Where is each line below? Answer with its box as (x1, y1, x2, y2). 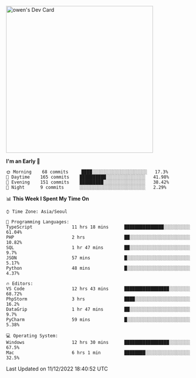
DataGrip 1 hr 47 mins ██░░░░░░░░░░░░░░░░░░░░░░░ (6, 306, 191, 312)
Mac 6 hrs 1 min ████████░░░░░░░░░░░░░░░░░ (6, 350, 191, 356)
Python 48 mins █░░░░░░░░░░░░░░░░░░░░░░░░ (6, 265, 191, 271)
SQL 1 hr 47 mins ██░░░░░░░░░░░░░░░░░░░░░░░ (6, 245, 191, 250)
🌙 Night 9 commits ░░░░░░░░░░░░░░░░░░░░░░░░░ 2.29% (6, 185, 167, 190)
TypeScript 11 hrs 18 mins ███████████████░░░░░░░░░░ (6, 224, 191, 230)
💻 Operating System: (6, 333, 59, 339)
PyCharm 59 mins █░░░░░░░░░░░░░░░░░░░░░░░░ (6, 317, 191, 323)
